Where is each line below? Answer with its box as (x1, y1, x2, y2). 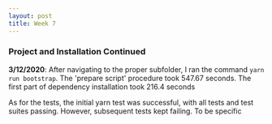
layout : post (8, 11, 53, 20)
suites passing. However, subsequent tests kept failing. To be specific (8, 106, 242, 116)
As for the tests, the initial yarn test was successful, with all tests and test (8, 97, 254, 107)
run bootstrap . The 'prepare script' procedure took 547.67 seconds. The (8, 73, 252, 83)
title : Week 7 (8, 19, 57, 28)
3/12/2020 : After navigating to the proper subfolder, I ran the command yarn (8, 64, 265, 74)
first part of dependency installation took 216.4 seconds (8, 82, 196, 92)
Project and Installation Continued (8, 46, 146, 58)
